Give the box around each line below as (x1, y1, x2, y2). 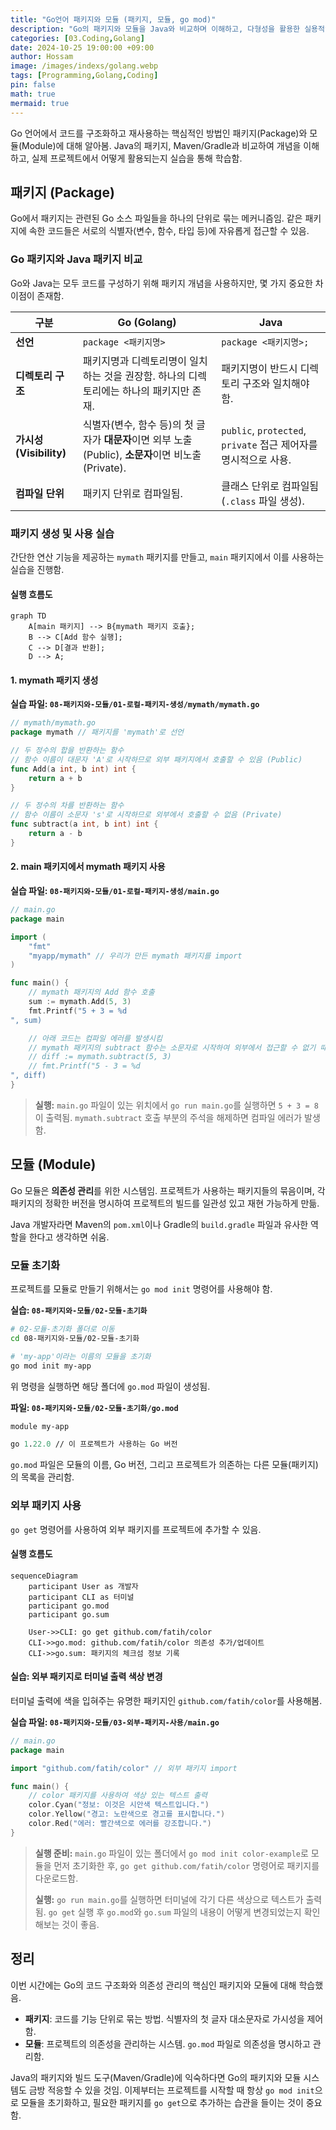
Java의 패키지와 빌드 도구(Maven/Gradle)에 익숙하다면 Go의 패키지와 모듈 (10, 2071, 302, 2083)
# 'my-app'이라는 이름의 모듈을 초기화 (10, 1351, 152, 1361)
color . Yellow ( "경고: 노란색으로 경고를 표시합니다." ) (28, 1809, 226, 1820)
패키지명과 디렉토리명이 (82, 354, 187, 368)
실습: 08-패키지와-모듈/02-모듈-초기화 (10, 1304, 148, 1316)
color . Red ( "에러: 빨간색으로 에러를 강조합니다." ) (28, 1819, 212, 1829)
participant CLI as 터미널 (28, 1592, 135, 1602)
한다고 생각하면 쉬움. (28, 1231, 110, 1243)
